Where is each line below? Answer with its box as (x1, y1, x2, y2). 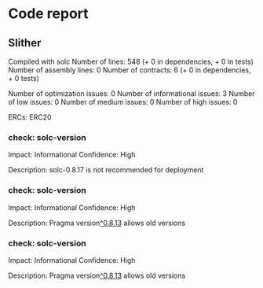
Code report (8, 5, 89, 23)
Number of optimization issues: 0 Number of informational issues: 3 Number (8, 89, 255, 98)
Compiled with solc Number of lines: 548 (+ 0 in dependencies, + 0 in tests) (8, 57, 254, 66)
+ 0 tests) (8, 74, 39, 83)
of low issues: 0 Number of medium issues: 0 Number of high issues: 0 (8, 98, 238, 106)
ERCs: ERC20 (8, 113, 53, 122)
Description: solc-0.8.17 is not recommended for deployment (8, 165, 204, 175)
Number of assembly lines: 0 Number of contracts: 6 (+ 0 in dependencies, (8, 65, 251, 75)
